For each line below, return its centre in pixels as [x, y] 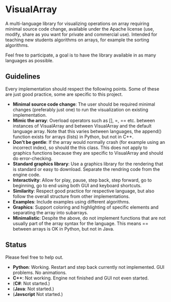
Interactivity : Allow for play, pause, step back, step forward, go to [82, 180]
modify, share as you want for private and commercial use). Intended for [81, 34]
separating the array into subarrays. [50, 212]
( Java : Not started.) [33, 289]
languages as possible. [29, 60]
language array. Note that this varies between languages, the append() [87, 131]
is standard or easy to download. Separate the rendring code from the [86, 169]
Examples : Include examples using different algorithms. [71, 202]
